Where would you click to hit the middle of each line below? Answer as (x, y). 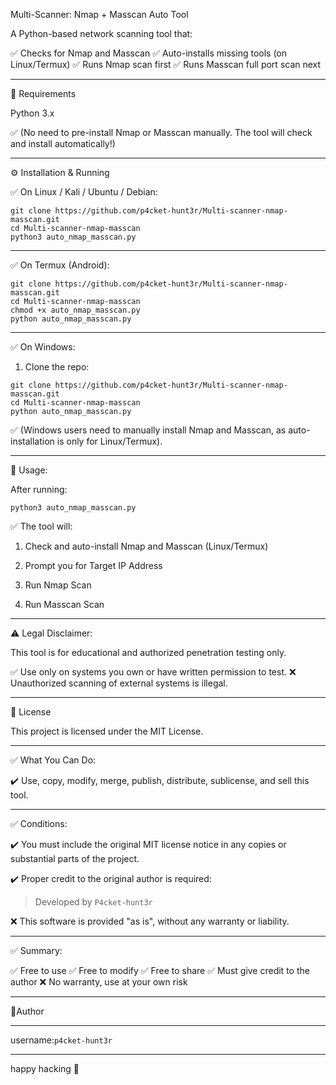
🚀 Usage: (29, 470)
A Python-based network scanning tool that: (101, 33)
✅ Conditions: (39, 823)
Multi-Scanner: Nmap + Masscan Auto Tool (99, 14)
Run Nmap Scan (58, 585)
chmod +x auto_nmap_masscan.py (75, 310)
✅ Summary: (36, 950)
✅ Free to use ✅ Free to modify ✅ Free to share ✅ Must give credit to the (160, 970)
